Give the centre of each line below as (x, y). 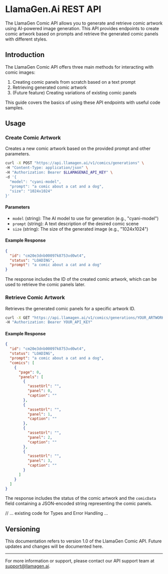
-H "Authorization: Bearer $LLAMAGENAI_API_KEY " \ (59, 172)
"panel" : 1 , (40, 414)
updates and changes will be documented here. (54, 546)
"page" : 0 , (30, 372)
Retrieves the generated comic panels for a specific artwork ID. (70, 308)
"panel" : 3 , (40, 461)
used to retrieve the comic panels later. (45, 285)
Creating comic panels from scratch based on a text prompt (74, 82)
